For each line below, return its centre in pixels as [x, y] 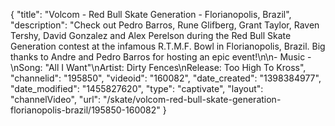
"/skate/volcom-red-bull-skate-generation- [192, 99]
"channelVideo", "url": [56, 99]
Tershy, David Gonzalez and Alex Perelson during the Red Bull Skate [151, 35]
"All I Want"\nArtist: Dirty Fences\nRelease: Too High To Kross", [175, 67]
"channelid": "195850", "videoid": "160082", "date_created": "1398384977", [166, 78]
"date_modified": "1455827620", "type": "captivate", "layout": [137, 88]
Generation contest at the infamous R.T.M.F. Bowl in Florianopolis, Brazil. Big [168, 46]
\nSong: [26, 67]
